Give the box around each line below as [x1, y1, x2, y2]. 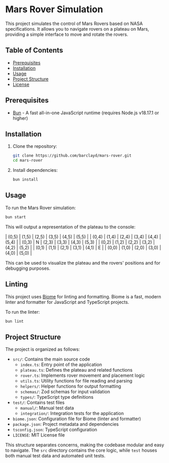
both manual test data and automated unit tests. [5, 453, 106, 459]
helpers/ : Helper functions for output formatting [20, 383, 121, 390]
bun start [5, 214, 26, 220]
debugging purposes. [5, 265, 51, 271]
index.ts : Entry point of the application [20, 362, 102, 368]
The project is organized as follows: [5, 346, 80, 352]
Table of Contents [5, 46, 64, 55]
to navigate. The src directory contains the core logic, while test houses [5, 447, 157, 453]
